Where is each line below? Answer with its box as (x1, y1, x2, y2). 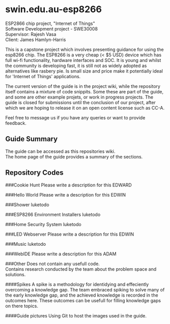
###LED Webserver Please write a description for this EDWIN (5, 231, 134, 237)
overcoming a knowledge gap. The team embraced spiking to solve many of (5, 286, 165, 293)
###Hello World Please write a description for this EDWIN (5, 191, 126, 198)
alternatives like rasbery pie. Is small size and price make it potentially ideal (5, 68, 163, 74)
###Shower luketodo (5, 202, 49, 208)
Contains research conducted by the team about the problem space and (5, 266, 157, 272)
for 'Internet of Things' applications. (5, 73, 81, 79)
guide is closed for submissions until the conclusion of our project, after (5, 99, 156, 105)
